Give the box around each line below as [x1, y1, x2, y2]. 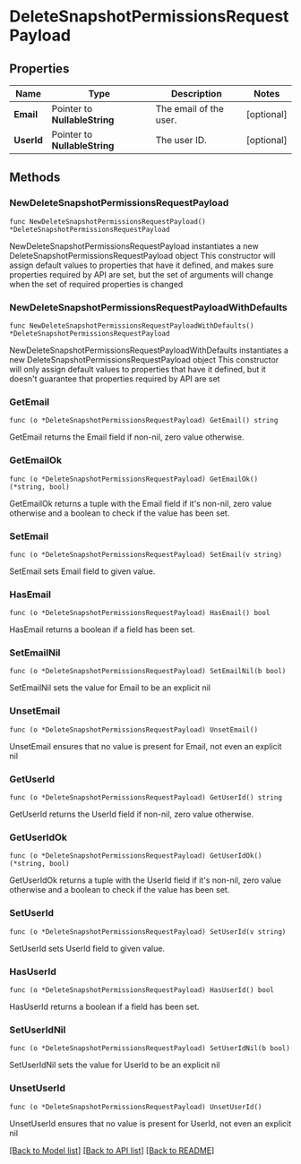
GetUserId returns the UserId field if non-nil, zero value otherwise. [9, 809, 254, 820]
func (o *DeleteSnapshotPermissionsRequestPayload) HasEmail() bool [9, 609, 271, 618]
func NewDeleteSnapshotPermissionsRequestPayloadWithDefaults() [9, 321, 254, 330]
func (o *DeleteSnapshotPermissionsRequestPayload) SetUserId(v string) [9, 927, 287, 937]
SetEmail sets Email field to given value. [9, 566, 156, 577]
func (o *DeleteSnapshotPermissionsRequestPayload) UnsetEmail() [9, 725, 258, 734]
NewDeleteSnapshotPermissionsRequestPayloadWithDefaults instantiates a [9, 345, 289, 355]
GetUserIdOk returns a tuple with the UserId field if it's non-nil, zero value [9, 875, 282, 886]
